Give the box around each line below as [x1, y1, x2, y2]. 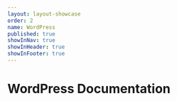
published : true [7, 30, 55, 38]
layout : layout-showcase [7, 10, 81, 18]
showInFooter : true [7, 51, 65, 58]
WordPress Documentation [7, 81, 171, 97]
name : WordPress [7, 23, 55, 31]
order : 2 [7, 17, 33, 24]
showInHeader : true [7, 43, 65, 51]
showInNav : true [7, 37, 55, 44]
